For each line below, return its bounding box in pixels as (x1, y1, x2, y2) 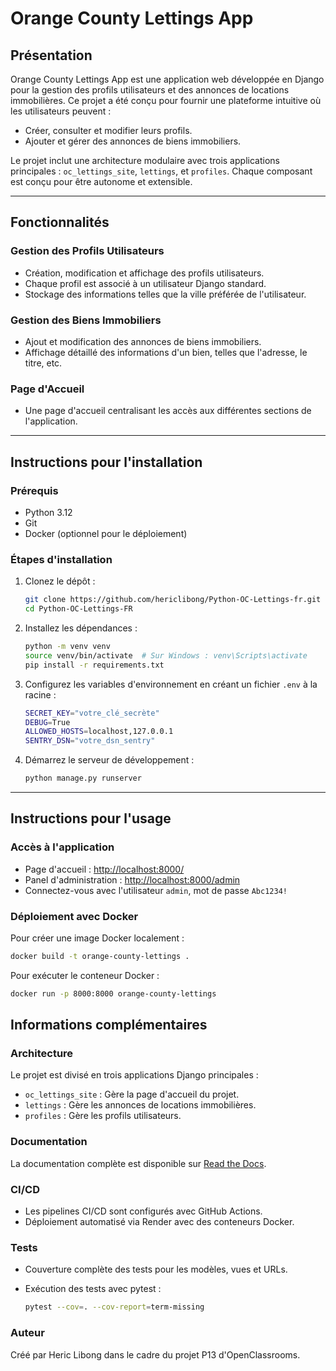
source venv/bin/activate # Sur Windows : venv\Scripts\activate (24, 650, 308, 661)
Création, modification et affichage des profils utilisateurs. (24, 267, 265, 279)
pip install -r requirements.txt (24, 660, 165, 670)
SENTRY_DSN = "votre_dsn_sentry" (24, 736, 156, 746)
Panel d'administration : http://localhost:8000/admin (24, 873, 241, 886)
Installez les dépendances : (24, 622, 138, 634)
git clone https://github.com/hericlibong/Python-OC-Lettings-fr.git (24, 595, 322, 605)
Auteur (10, 1326, 45, 1340)
